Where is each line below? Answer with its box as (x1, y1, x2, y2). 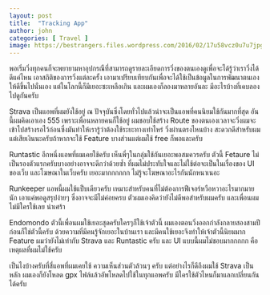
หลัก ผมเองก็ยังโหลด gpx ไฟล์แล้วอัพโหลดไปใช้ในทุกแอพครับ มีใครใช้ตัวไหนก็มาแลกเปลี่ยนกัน (9, 270, 260, 280)
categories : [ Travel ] (9, 34, 89, 42)
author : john (9, 26, 53, 34)
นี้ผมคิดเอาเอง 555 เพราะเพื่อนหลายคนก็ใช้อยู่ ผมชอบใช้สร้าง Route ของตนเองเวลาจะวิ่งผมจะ (9, 115, 256, 125)
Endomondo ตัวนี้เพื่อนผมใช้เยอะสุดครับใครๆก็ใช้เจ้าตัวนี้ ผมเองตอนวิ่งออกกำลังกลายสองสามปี (9, 218, 260, 228)
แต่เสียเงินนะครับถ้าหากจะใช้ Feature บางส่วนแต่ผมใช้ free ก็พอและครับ (9, 134, 203, 143)
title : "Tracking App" (9, 19, 89, 27)
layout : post (9, 11, 53, 20)
